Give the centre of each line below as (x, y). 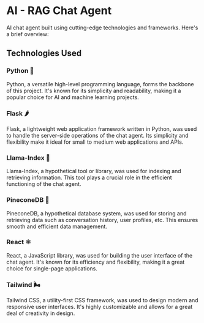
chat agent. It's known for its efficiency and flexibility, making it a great (96, 262)
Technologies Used (44, 54)
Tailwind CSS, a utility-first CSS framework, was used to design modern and (102, 300)
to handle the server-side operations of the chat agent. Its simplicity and (97, 135)
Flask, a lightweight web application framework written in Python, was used (102, 128)
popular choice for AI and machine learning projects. (73, 97)
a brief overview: (28, 34)
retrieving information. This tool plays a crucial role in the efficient (89, 177)
